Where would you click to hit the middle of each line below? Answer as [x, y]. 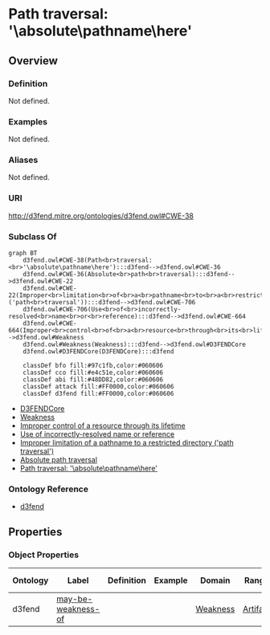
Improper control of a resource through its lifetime [103, 425]
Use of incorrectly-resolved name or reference [97, 434]
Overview [33, 61]
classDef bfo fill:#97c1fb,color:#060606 [93, 366]
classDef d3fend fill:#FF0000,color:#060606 [98, 394]
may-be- [74, 599]
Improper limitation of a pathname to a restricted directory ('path [127, 443]
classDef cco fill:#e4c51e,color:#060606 [93, 373]
